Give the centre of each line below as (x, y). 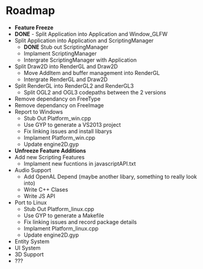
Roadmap (30, 11)
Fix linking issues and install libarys (68, 131)
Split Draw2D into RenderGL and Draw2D (66, 66)
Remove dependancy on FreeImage (59, 105)
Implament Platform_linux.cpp (61, 228)
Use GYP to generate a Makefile (64, 215)
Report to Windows (39, 112)
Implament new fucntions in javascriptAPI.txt (80, 163)
